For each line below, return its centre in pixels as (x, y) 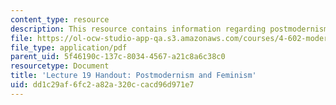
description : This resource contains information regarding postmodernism (169, 29)
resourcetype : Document (60, 66)
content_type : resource (60, 19)
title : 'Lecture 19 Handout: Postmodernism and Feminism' (133, 76)
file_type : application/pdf (69, 47)
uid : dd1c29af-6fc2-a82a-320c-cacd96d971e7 (102, 85)
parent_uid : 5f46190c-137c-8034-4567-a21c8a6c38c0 (118, 57)
